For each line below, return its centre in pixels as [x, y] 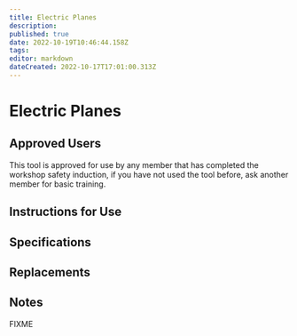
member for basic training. [58, 184]
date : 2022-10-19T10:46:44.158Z [69, 42]
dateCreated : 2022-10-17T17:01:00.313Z [83, 68]
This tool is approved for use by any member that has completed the [134, 164]
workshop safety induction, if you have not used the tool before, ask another [149, 174]
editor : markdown [41, 59]
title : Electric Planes [53, 17]
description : [33, 26]
